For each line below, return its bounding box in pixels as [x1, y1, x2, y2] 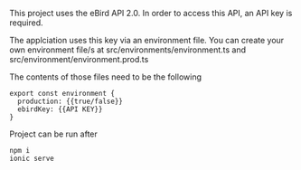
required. [9, 17, 43, 28]
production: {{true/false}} [17, 97, 124, 106]
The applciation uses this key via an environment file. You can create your [9, 35, 285, 45]
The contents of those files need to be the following [9, 71, 202, 82]
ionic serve [9, 154, 54, 163]
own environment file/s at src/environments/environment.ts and [9, 44, 247, 55]
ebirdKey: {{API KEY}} [17, 105, 103, 114]
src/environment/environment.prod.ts [9, 54, 149, 64]
